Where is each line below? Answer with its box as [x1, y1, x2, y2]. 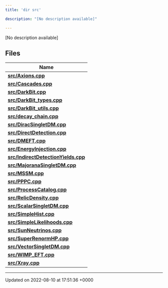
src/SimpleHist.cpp [7, 211, 55, 218]
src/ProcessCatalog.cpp [7, 186, 67, 193]
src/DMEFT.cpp [7, 137, 46, 144]
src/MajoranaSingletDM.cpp [7, 162, 76, 169]
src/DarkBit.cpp [7, 89, 46, 96]
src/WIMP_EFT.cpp [7, 251, 55, 258]
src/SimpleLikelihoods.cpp [7, 219, 73, 226]
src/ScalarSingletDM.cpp [7, 202, 69, 209]
